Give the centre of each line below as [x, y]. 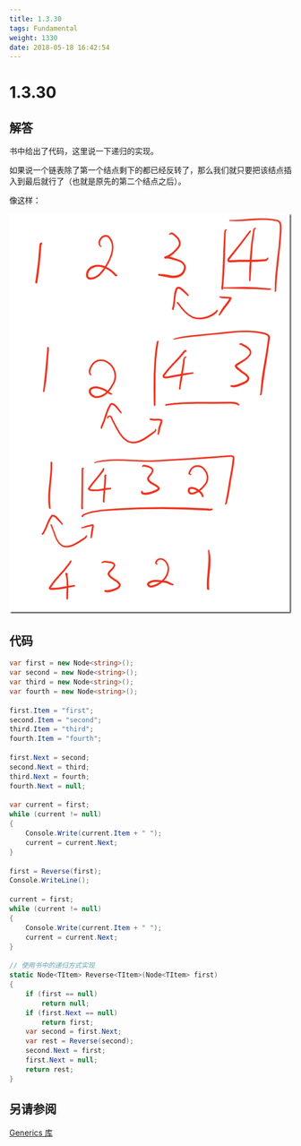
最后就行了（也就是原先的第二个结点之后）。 [105, 181]
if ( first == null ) [62, 994]
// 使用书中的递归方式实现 [52, 966]
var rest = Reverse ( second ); [80, 1041]
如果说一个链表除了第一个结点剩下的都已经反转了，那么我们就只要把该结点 [146, 170]
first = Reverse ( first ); [56, 871]
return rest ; [50, 1069]
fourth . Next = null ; [48, 786]
